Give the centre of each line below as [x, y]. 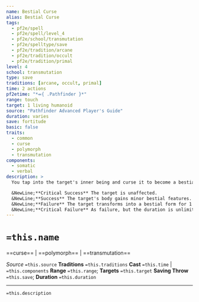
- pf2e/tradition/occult [42, 56]
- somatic [23, 166]
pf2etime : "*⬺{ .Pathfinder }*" [46, 94]
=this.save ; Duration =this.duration [51, 277]
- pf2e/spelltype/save [39, 45]
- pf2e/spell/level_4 [38, 34]
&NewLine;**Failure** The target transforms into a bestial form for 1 [102, 204]
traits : [16, 133]
